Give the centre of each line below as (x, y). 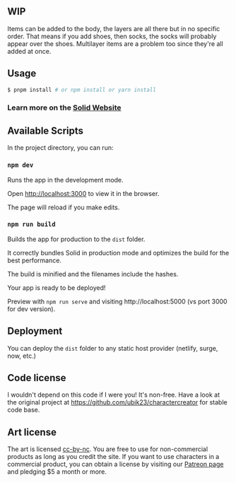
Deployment (35, 331)
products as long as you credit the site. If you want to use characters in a (113, 457)
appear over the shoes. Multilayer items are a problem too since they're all (116, 43)
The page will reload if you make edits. (64, 207)
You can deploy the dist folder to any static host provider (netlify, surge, (113, 348)
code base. (24, 410)
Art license (32, 432)
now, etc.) (22, 356)
